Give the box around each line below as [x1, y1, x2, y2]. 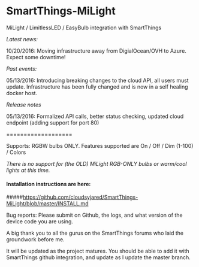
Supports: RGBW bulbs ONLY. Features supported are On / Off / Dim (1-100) [6, 142, 194, 149]
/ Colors [6, 148, 26, 156]
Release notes [6, 101, 41, 108]
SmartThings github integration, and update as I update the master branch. [6, 254, 191, 261]
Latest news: [6, 35, 38, 43]
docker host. [6, 89, 38, 96]
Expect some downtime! [6, 53, 66, 60]
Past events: [6, 65, 37, 72]
